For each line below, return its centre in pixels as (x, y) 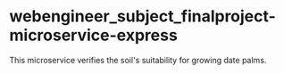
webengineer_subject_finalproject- (143, 16)
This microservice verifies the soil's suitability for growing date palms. (138, 60)
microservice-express (94, 35)
